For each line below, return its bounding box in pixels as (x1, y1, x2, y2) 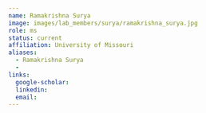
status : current (8, 33, 62, 42)
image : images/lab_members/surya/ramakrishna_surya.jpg (8, 19, 198, 27)
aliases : (8, 49, 38, 56)
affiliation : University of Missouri (8, 41, 134, 49)
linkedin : (15, 85, 48, 94)
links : (8, 71, 30, 79)
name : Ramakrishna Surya (8, 11, 91, 20)
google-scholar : (15, 78, 69, 86)
